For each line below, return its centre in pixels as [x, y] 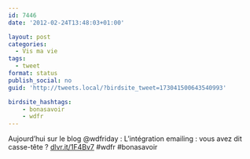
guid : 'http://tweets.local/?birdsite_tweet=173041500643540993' [117, 88]
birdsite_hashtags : [40, 102]
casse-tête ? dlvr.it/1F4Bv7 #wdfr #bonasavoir [83, 147]
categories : [28, 44]
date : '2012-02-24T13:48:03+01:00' [66, 23]
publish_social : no [40, 80]
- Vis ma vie [37, 52]
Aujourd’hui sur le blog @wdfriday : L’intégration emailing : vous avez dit [125, 139]
